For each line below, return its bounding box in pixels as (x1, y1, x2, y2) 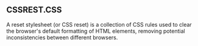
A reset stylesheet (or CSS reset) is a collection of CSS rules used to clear (6, 21, 192, 28)
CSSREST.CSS (6, 5, 62, 15)
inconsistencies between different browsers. (6, 33, 118, 41)
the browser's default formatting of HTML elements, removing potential (6, 27, 185, 34)
